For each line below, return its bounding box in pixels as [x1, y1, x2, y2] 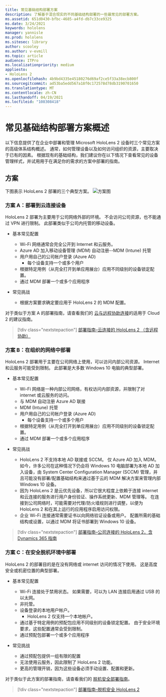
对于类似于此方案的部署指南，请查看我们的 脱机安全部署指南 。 [5, 676, 132, 682]
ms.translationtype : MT [5, 85, 55, 91]
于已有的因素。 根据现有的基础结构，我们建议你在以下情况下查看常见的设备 [5, 152, 159, 158]
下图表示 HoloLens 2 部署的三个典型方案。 [5, 188, 92, 194]
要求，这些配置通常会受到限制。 [19, 626, 85, 632]
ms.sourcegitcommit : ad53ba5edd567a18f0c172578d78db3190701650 [5, 81, 139, 86]
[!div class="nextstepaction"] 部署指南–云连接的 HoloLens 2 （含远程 [17, 327, 159, 333]
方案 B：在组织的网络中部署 [5, 347, 71, 353]
